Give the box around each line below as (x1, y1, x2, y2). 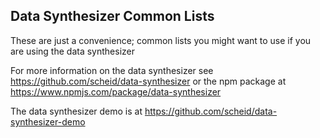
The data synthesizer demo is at (10, 105, 143, 117)
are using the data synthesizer (10, 45, 135, 57)
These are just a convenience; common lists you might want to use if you (10, 34, 312, 46)
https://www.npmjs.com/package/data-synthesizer (10, 85, 222, 98)
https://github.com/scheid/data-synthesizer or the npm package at (10, 75, 287, 87)
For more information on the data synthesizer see (10, 64, 214, 76)
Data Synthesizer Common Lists (10, 8, 215, 25)
